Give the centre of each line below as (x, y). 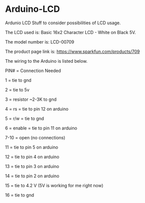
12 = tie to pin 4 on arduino (32, 157)
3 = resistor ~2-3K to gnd (31, 99)
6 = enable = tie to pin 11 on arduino (41, 128)
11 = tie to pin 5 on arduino (32, 147)
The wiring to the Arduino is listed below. (46, 61)
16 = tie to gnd (20, 195)
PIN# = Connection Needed (33, 71)
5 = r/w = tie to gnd (25, 118)
